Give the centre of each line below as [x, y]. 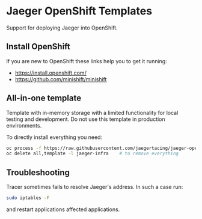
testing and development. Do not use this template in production [86, 119]
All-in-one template [44, 98]
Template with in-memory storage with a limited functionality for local [92, 113]
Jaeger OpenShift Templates [79, 11]
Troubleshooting [38, 172]
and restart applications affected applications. [63, 209]
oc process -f [24, 148]
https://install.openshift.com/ [51, 73]
